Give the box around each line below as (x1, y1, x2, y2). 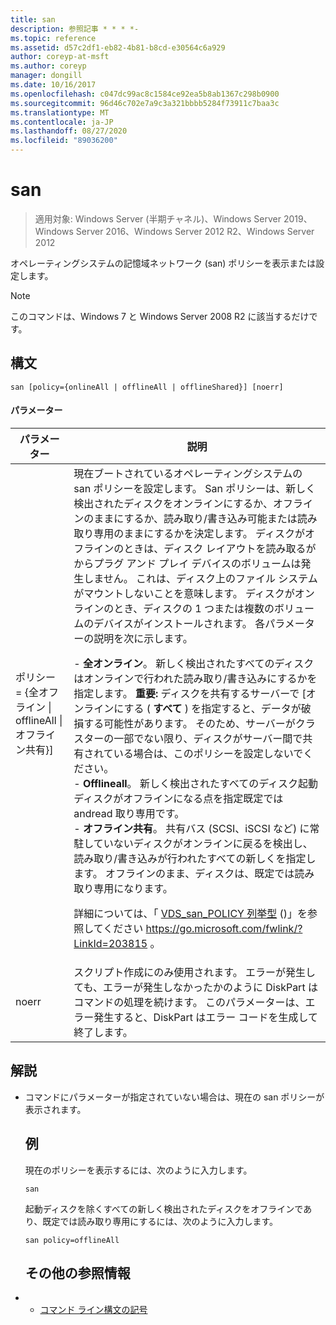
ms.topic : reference (10, 33, 97, 43)
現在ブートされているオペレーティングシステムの (73, 466, 303, 480)
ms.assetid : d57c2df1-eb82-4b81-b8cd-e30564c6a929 (10, 42, 226, 53)
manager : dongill (10, 71, 83, 81)
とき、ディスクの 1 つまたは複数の (113, 601, 275, 615)
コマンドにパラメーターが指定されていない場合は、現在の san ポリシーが (24, 1091, 325, 1103)
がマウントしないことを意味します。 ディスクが (73, 586, 295, 600)
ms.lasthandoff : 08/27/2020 (10, 126, 128, 136)
